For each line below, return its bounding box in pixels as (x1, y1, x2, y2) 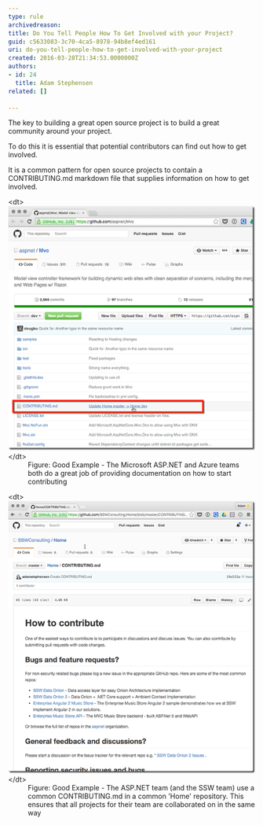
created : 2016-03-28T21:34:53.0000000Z (8, 54, 139, 62)
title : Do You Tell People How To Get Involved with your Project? (8, 29, 234, 37)
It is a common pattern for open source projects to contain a (8, 165, 203, 175)
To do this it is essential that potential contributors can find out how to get (8, 142, 247, 151)
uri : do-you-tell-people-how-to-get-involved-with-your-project (8, 46, 223, 54)
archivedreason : (8, 20, 61, 29)
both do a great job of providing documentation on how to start (27, 469, 232, 478)
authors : (8, 63, 37, 71)
